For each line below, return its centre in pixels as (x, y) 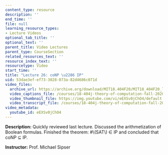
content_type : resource (30, 10)
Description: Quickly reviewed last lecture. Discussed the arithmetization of (83, 126)
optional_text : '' (24, 43)
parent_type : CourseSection (34, 52)
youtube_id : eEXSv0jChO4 (35, 113)
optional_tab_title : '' (30, 38)
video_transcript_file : (34, 103)
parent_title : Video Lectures (37, 47)
